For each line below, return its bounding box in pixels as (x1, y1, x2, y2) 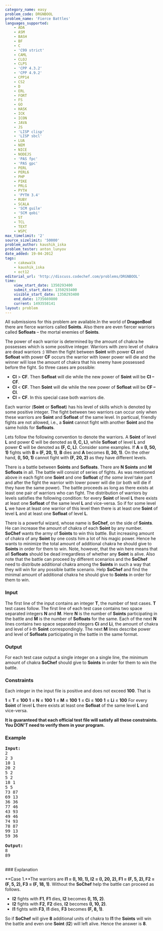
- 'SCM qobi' (14, 211, 40, 215)
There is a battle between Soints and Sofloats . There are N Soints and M (5, 464, 152, 470)
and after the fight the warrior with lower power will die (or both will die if (5, 480, 151, 485)
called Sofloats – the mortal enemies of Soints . (5, 329, 100, 335)
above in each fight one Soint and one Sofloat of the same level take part (5, 475, 153, 481)
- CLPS (14, 61, 27, 66)
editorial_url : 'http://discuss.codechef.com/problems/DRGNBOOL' (5, 274, 140, 279)
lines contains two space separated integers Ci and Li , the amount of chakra (5, 621, 158, 627)
